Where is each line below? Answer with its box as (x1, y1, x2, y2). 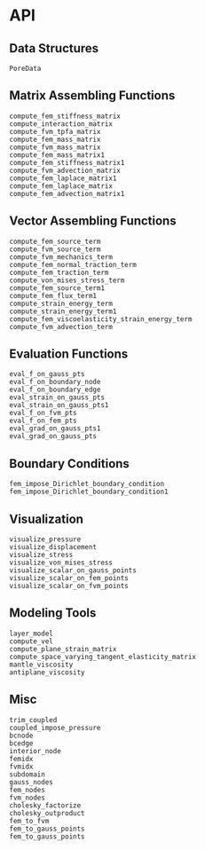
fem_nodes (9, 785, 46, 794)
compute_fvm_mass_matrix (9, 143, 101, 152)
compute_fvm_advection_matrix (9, 166, 122, 175)
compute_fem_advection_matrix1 (9, 189, 125, 198)
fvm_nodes (9, 793, 46, 802)
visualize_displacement (9, 543, 98, 552)
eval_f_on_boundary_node (9, 378, 101, 387)
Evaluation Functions (9, 347, 129, 362)
